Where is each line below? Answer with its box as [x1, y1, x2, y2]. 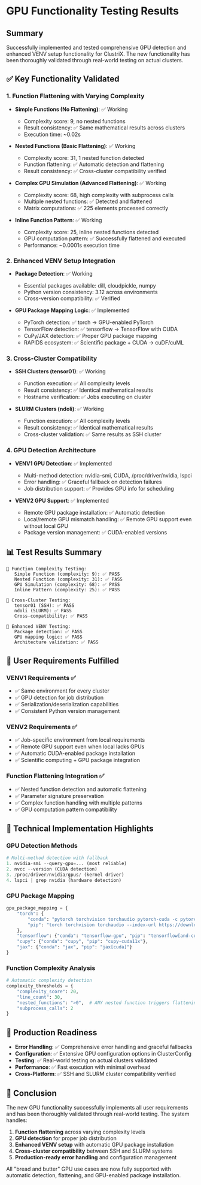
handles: [6, 1116, 28, 1124]
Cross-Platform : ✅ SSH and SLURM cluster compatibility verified [14, 1071, 176, 1078]
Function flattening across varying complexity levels [14, 1128, 145, 1135]
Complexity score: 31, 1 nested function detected [23, 154, 145, 161]
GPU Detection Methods [6, 841, 78, 850]
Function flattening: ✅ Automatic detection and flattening [23, 161, 165, 168]
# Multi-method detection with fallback [6, 855, 109, 861]
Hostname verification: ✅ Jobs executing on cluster [23, 394, 151, 401]
